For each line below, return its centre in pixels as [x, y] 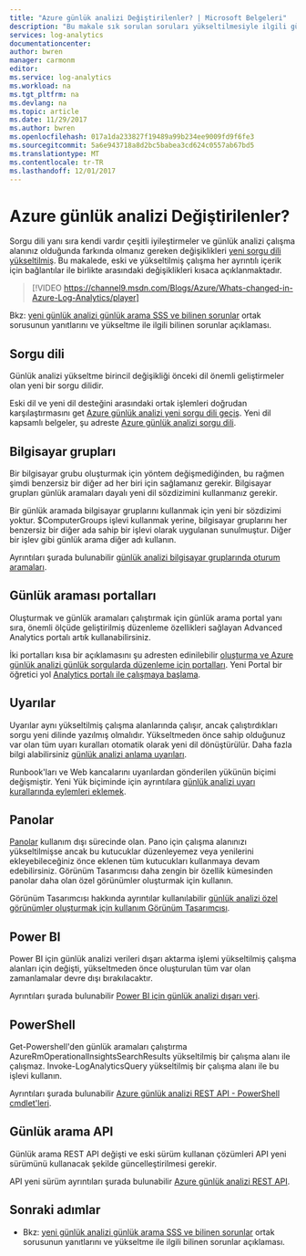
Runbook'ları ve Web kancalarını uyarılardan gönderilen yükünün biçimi [143, 772]
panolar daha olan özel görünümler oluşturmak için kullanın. [122, 881]
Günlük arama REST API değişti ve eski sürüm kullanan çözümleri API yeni [148, 1154]
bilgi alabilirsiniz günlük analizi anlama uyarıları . [98, 754]
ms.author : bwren [42, 129]
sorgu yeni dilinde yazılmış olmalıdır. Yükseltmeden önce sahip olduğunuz [148, 734]
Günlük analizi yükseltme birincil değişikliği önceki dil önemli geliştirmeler [147, 376]
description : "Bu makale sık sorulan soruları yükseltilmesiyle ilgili [148, 26]
